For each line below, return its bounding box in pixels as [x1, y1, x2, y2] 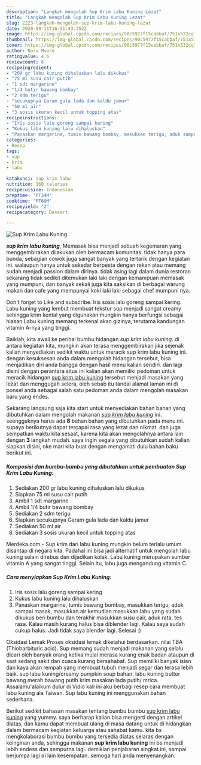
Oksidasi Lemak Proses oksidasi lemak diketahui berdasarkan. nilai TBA [6, 638, 183, 646]
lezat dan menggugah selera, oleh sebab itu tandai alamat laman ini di [6, 380, 178, 387]
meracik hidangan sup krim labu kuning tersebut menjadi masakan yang [6, 374, 184, 381]
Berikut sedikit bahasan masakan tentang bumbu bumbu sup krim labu [6, 707, 180, 715]
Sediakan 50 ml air [14, 523, 61, 530]
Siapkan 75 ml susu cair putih [14, 491, 88, 498]
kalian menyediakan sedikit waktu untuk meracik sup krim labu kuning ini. [6, 348, 187, 356]
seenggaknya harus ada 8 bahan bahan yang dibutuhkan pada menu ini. [6, 417, 184, 424]
